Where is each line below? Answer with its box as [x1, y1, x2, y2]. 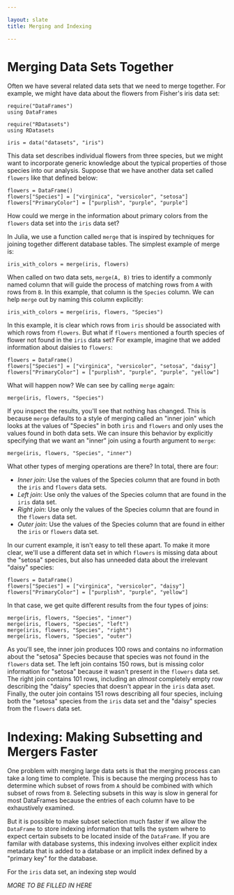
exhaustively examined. [7, 804, 75, 812]
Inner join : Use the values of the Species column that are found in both [17, 475, 221, 484]
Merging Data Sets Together [7, 59, 174, 75]
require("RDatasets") [7, 121, 70, 128]
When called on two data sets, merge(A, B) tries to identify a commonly [7, 273, 212, 282]
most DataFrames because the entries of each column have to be [7, 796, 195, 805]
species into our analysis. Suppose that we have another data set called [7, 167, 214, 175]
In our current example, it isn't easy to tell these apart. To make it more [7, 541, 210, 549]
